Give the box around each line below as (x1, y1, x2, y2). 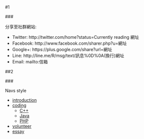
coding (12, 103, 27, 108)
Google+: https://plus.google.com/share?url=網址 (12, 47, 113, 52)
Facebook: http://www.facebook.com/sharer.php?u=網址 (12, 40, 127, 46)
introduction (12, 97, 37, 103)
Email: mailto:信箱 (12, 59, 48, 64)
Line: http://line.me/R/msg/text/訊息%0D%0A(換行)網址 (12, 53, 124, 58)
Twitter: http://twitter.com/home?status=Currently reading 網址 (12, 34, 140, 40)
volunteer (12, 123, 32, 129)
